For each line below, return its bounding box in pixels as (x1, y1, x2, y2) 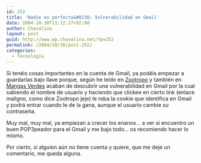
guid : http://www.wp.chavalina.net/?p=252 (6, 36, 114, 42)
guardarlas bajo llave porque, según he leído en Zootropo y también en (6, 76, 182, 83)
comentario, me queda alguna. (6, 150, 82, 157)
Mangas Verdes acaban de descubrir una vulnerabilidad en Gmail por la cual (6, 82, 195, 90)
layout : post (6, 31, 39, 37)
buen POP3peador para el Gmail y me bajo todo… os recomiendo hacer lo (6, 125, 189, 133)
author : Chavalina (6, 25, 52, 32)
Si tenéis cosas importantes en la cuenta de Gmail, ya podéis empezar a (6, 69, 185, 76)
